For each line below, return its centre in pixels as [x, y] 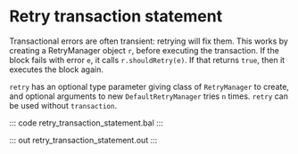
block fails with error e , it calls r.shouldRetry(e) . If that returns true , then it [147, 60]
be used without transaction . [63, 105]
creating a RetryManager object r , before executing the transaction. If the [144, 50]
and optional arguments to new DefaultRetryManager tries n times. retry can [149, 96]
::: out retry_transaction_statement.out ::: [83, 140]
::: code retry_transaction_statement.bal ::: [86, 123]
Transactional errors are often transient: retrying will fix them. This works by [149, 41]
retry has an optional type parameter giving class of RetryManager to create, [149, 86]
